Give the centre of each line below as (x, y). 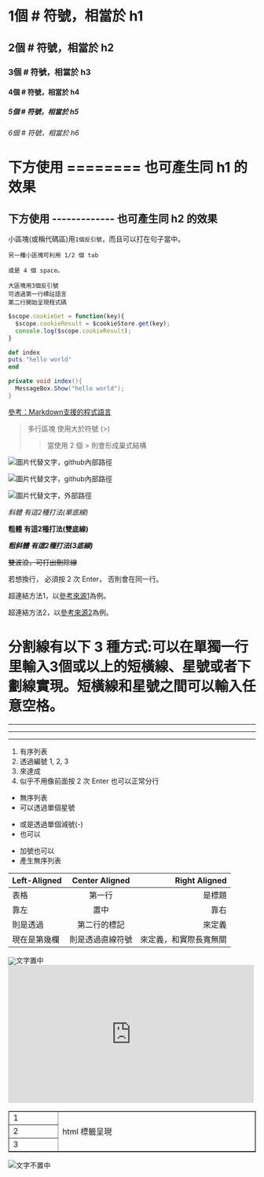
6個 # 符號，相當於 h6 (44, 133)
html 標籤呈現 (87, 1131)
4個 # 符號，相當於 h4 (44, 92)
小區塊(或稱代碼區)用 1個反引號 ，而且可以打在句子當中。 (96, 239)
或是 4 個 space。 (36, 271)
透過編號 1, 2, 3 (44, 761)
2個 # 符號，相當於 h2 (61, 48)
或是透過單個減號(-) (51, 824)
